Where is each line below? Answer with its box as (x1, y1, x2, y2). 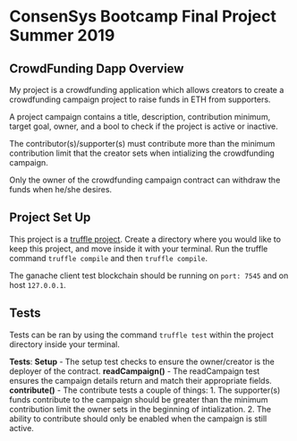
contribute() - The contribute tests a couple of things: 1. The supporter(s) (9, 385, 281, 395)
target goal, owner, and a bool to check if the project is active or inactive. (9, 121, 279, 131)
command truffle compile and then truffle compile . (9, 252, 208, 263)
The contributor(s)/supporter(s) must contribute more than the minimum (9, 139, 276, 148)
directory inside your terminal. (9, 338, 121, 350)
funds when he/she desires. (9, 184, 113, 194)
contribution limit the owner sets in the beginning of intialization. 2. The (9, 403, 271, 414)
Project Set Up (9, 210, 91, 225)
